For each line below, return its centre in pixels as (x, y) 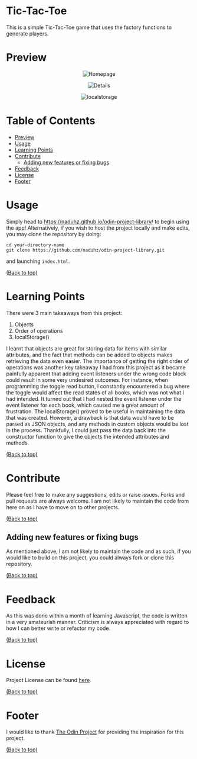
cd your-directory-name (35, 245)
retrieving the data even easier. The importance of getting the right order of (98, 361)
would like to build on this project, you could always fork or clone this (90, 558)
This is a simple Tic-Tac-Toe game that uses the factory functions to (89, 27)
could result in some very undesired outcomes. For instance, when (87, 379)
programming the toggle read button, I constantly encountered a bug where (98, 386)
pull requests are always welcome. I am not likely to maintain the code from (98, 501)
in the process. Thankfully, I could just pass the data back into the (86, 430)
